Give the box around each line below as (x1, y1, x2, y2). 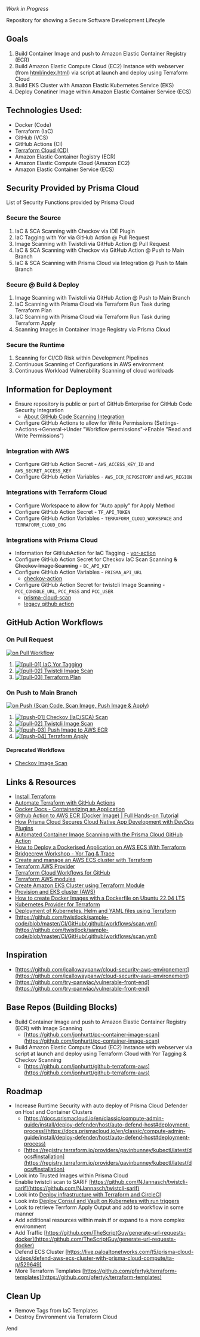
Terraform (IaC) (14, 127, 54, 135)
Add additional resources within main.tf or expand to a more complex (14, 1217, 185, 1224)
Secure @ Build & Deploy (6, 281, 79, 289)
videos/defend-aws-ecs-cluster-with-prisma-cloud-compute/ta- (14, 1254, 175, 1262)
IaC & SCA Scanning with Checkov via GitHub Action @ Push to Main (14, 246, 184, 254)
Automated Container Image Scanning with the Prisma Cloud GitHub (14, 831, 183, 838)
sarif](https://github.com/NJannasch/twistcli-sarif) (14, 1184, 140, 1192)
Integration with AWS (6, 447, 70, 455)
